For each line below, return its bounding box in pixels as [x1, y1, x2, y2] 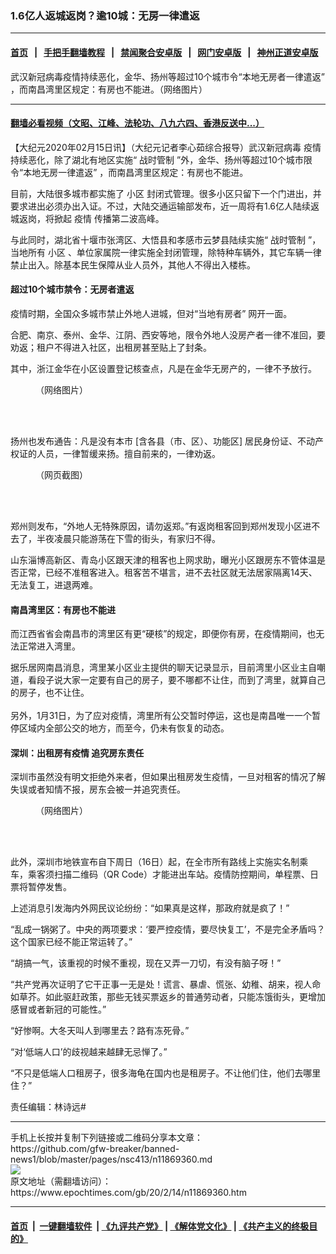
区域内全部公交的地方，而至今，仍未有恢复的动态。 [18, 722, 230, 734]
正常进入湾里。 [18, 640, 81, 652]
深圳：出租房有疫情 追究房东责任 [10, 747, 145, 759]
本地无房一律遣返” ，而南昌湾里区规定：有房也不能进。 [23, 166, 249, 178]
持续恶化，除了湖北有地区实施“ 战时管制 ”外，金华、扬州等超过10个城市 [10, 153, 304, 166]
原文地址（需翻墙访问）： [10, 1175, 112, 1187]
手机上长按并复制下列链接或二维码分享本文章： [10, 1132, 203, 1144]
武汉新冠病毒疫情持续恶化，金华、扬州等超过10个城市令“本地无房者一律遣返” [10, 70, 325, 82]
